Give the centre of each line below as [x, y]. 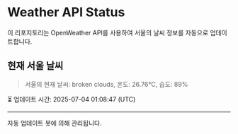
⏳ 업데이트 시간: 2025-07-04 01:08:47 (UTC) [72, 99]
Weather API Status [66, 12]
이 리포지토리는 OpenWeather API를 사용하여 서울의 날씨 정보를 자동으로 [108, 32]
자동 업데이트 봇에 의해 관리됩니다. [55, 123]
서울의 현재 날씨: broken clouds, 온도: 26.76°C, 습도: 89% [106, 84]
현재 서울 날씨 [35, 66]
